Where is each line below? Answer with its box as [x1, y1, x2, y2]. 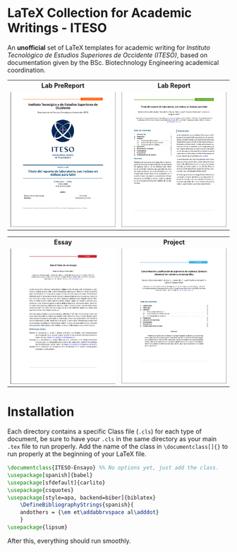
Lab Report [157, 81, 191, 90]
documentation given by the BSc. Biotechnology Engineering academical [7, 58, 219, 66]
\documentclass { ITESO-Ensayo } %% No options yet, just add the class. [7, 464, 219, 472]
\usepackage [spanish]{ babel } [7, 472, 93, 479]
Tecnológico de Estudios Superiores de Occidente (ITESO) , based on [7, 51, 208, 59]
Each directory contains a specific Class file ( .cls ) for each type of [7, 427, 202, 436]
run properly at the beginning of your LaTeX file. [7, 450, 147, 458]
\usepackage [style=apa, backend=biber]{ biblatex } [7, 494, 157, 501]
